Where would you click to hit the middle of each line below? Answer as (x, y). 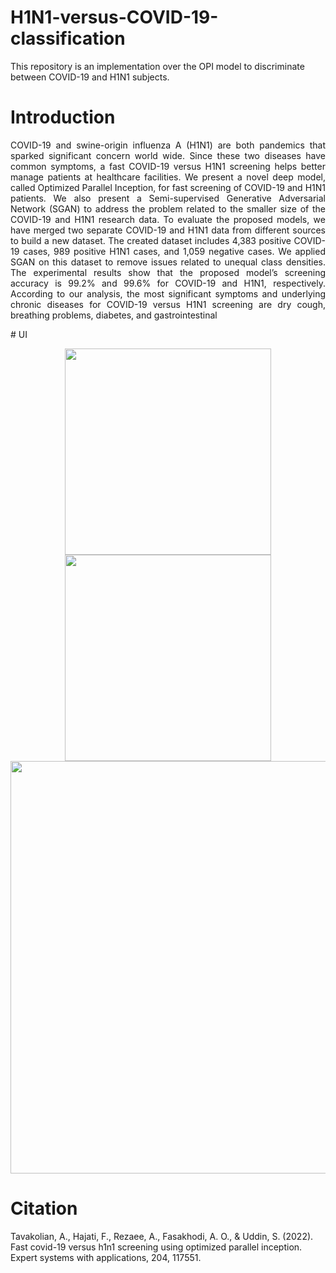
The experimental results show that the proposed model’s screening (168, 272)
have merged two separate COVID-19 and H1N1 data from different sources (168, 230)
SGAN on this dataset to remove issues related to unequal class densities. (168, 262)
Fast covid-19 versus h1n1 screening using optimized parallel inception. (156, 1247)
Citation (44, 1208)
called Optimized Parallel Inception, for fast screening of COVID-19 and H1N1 (168, 187)
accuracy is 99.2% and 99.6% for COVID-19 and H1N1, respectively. (168, 283)
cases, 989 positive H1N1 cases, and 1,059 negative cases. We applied (174, 251)
